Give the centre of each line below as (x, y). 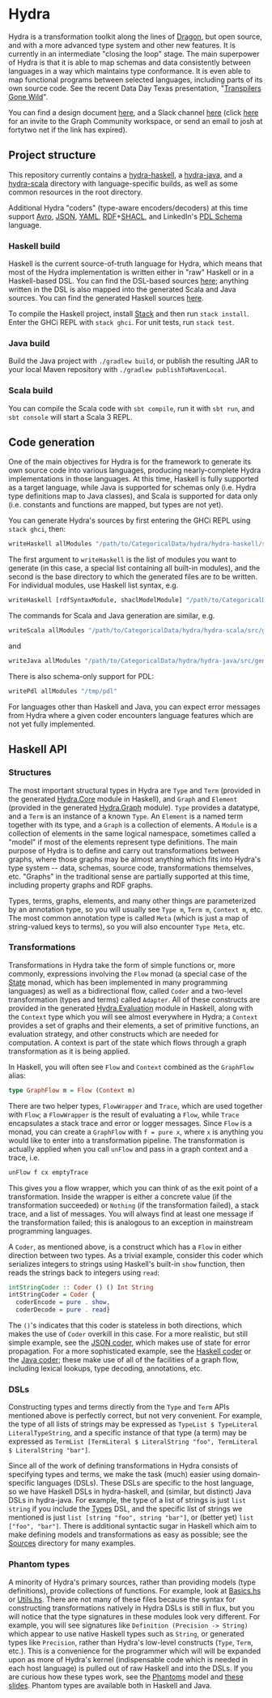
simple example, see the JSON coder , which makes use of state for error (130, 1343)
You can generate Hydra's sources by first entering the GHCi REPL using (130, 520)
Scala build (31, 391)
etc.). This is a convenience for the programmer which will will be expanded (135, 1651)
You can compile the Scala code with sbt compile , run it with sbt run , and (132, 408)
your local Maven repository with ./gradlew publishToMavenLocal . (118, 370)
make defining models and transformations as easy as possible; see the (128, 1535)
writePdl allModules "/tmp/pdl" (63, 691)
